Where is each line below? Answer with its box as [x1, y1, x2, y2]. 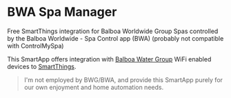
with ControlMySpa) [7, 41, 64, 50]
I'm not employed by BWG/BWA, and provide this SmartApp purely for [23, 75, 223, 84]
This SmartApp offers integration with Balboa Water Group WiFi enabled [7, 55, 212, 63]
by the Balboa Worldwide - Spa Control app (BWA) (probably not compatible [7, 34, 224, 42]
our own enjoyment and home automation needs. [23, 83, 164, 91]
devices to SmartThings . [7, 62, 77, 70]
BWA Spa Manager [7, 4, 117, 20]
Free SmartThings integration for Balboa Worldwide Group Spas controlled [7, 27, 219, 35]
